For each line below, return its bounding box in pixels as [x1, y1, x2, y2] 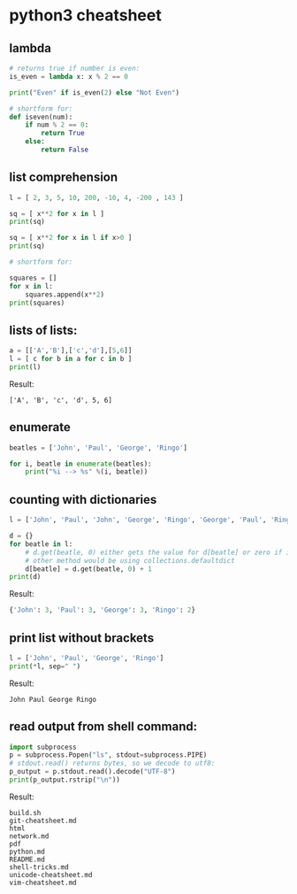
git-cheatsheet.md [9, 816, 77, 825]
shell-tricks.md [9, 862, 69, 872]
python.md [9, 847, 46, 856]
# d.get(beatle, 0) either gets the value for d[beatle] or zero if [25, 548, 283, 557]
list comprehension [9, 170, 118, 185]
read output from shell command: [9, 719, 197, 735]
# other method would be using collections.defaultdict [25, 556, 236, 565]
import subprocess [9, 743, 77, 751]
